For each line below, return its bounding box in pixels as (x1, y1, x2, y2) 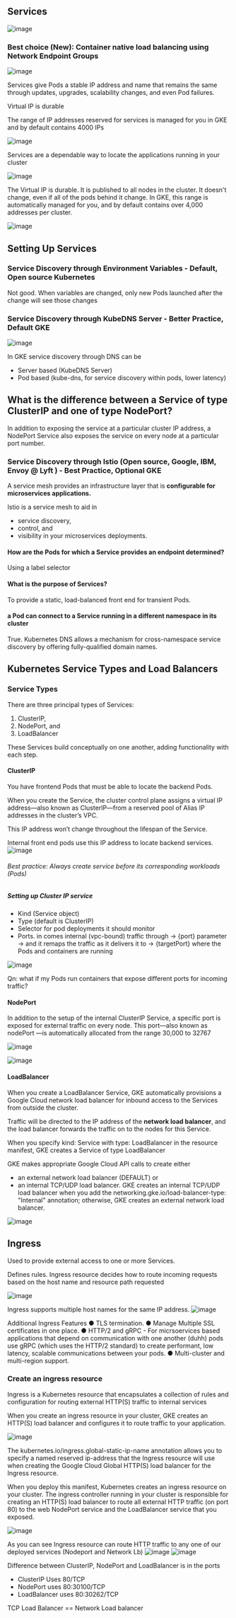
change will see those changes (7, 296, 98, 304)
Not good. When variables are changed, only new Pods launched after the (7, 288, 223, 297)
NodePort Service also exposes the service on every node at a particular (7, 431, 219, 440)
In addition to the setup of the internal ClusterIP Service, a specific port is (7, 1014, 221, 1022)
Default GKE (7, 322, 50, 332)
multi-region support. (7, 1356, 69, 1365)
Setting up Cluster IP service (7, 891, 93, 900)
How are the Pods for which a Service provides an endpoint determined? (7, 548, 225, 556)
